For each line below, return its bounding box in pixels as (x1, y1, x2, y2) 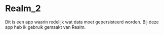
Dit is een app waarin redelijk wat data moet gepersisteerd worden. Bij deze (5, 19, 159, 25)
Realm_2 (5, 3, 41, 14)
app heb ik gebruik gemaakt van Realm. (5, 24, 86, 30)
